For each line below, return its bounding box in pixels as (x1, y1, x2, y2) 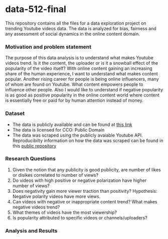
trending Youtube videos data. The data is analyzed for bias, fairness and (5, 25, 156, 31)
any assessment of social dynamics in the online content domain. (5, 31, 140, 37)
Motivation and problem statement (5, 43, 92, 50)
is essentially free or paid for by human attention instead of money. (5, 97, 144, 103)
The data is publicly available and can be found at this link (12, 122, 132, 128)
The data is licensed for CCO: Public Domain (12, 127, 105, 133)
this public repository (12, 143, 57, 149)
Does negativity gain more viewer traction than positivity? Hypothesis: (12, 188, 157, 194)
